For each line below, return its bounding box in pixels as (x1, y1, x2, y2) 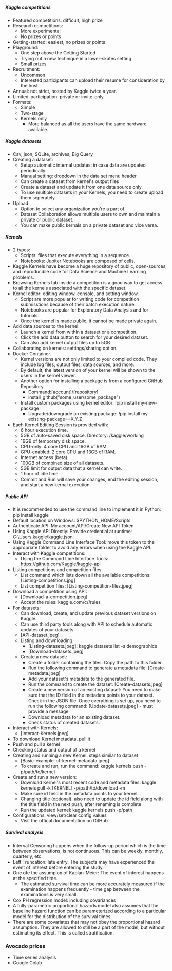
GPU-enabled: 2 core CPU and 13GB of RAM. (20, 449, 116, 455)
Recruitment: (12, 66, 40, 72)
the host (20, 82, 39, 88)
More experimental (20, 28, 61, 34)
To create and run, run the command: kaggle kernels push (20, 763, 144, 769)
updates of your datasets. (20, 626, 75, 632)
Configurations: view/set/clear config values (12, 812, 107, 818)
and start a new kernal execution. (20, 481, 91, 488)
